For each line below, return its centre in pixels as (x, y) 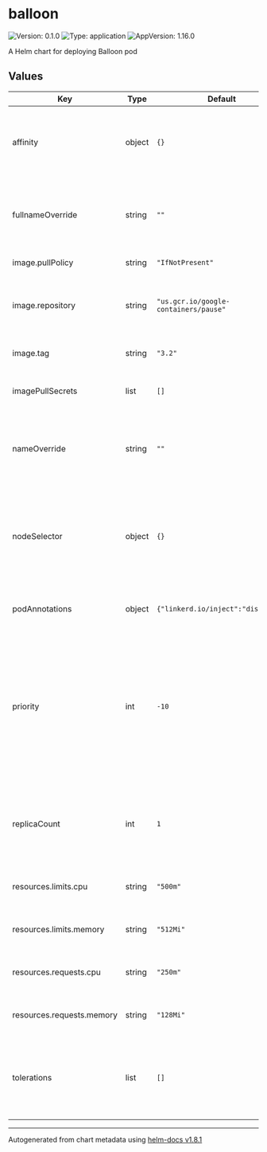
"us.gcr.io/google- (193, 301)
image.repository (44, 305)
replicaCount (37, 823)
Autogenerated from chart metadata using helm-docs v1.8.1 (105, 1139)
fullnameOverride (45, 214)
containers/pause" (191, 309)
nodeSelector (37, 536)
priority (26, 706)
